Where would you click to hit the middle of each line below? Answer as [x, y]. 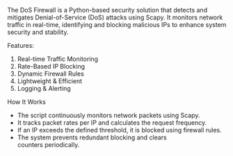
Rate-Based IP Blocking [51, 66]
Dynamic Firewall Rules [51, 73]
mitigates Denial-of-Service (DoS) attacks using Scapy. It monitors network [115, 17]
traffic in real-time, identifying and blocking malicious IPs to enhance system [117, 25]
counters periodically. [48, 145]
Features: [21, 45]
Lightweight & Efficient [49, 81]
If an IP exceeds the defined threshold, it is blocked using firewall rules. [120, 130]
